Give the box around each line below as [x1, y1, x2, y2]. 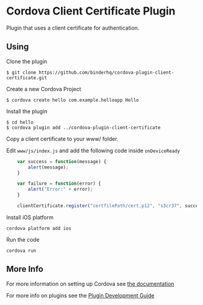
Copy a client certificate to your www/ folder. [6, 135, 119, 143]
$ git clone [6, 69, 36, 75]
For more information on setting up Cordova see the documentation [6, 280, 175, 287]
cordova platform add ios [6, 225, 71, 231]
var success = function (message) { [17, 158, 107, 164]
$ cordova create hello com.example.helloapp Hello [6, 97, 139, 103]
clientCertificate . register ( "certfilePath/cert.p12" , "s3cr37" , [17, 203, 182, 209]
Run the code [6, 236, 40, 243]
